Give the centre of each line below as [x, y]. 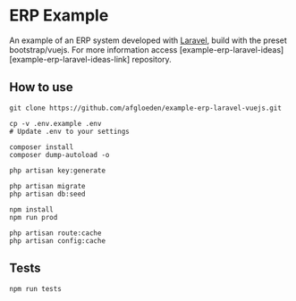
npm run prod [34, 217]
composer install [42, 147]
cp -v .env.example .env [55, 123]
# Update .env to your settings [69, 131]
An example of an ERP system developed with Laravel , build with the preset [148, 40]
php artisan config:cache [57, 241]
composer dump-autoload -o [59, 155]
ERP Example [59, 16]
